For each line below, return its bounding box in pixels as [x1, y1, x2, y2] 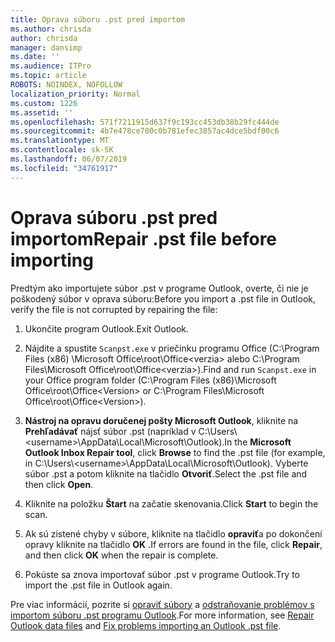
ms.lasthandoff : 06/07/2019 [10, 154, 128, 164]
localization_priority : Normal [10, 89, 141, 99]
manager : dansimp [10, 42, 83, 53]
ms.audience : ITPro [10, 61, 92, 71]
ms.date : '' [10, 52, 60, 62]
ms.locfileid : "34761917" [10, 163, 118, 173]
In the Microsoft [224, 436, 292, 448]
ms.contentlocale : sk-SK [10, 145, 114, 155]
